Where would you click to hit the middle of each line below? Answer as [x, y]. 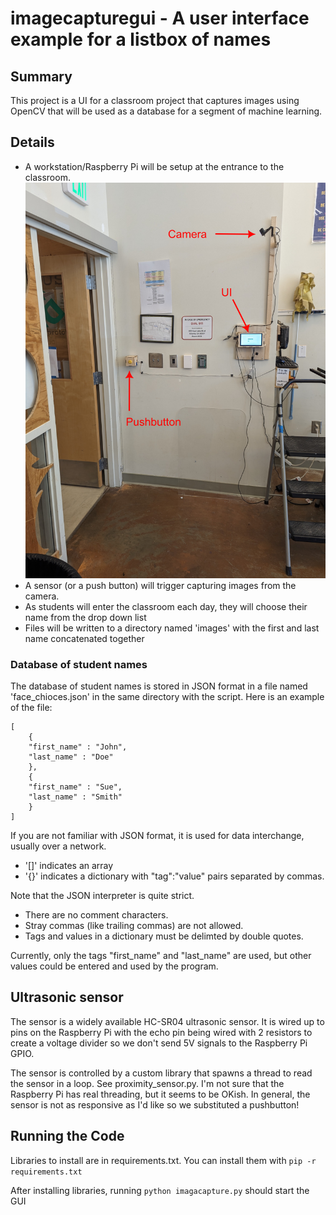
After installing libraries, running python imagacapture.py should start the [160, 1190]
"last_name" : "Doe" [71, 757]
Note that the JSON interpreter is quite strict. [102, 895]
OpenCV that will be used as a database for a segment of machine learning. [166, 111]
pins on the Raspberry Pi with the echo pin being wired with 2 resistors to [161, 1032]
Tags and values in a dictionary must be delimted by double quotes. [164, 936]
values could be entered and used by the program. [114, 966]
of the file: [31, 707]
